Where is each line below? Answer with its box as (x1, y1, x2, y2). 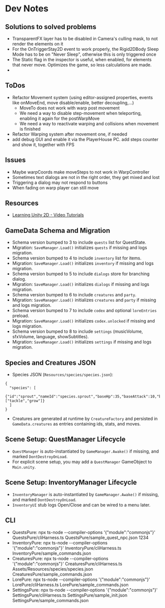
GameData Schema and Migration (5, 226, 110, 235)
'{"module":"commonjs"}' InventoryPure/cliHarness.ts (12, 545, 122, 551)
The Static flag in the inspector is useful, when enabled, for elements (12, 57, 152, 62)
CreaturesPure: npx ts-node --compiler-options (12, 555, 109, 561)
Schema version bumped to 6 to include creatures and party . (12, 292, 137, 298)
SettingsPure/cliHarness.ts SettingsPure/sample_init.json (12, 592, 128, 598)
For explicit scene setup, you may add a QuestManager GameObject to (12, 459, 152, 465)
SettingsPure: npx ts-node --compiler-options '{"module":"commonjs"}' (12, 587, 158, 593)
